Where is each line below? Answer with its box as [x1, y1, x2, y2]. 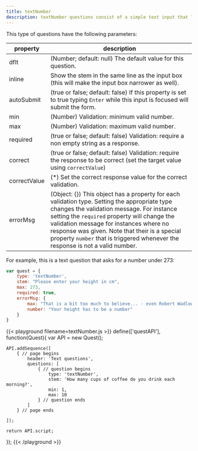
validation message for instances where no [50, 219, 170, 228]
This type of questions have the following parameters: [6, 30, 137, 37]
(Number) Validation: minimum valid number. [50, 113, 174, 121]
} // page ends [16, 407, 54, 413]
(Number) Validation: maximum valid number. [50, 122, 176, 130]
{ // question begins [37, 366, 91, 372]
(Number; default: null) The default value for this [50, 54, 184, 62]
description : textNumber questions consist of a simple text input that [6, 14, 189, 20]
